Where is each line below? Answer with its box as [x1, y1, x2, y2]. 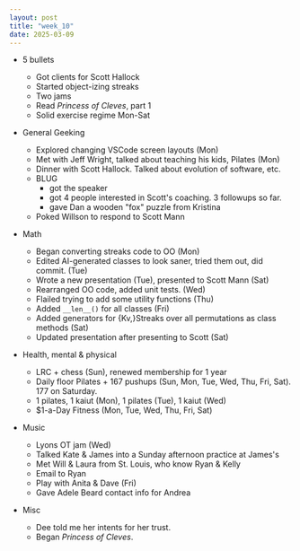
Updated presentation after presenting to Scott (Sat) [35, 332, 229, 343]
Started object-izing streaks [35, 82, 139, 92]
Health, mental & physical [22, 349, 117, 360]
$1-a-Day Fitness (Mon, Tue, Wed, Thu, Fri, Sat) [35, 405, 213, 415]
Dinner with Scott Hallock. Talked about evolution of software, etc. [35, 163, 281, 175]
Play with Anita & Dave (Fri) [35, 477, 137, 489]
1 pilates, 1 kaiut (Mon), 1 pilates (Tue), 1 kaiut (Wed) [35, 396, 227, 407]
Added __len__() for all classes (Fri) [35, 303, 170, 314]
